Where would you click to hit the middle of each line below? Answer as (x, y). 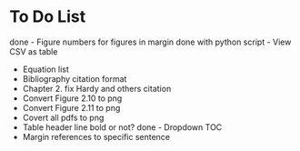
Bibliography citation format (75, 78)
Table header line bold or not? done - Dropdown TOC (122, 127)
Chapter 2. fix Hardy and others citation (97, 88)
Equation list (46, 69)
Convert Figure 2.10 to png (72, 98)
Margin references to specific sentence (96, 136)
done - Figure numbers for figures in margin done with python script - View (150, 42)
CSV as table (34, 51)
